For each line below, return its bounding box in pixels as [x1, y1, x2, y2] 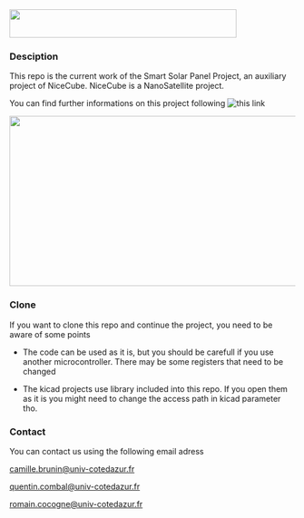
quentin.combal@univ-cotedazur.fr [9, 481, 141, 492]
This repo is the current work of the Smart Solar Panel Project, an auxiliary [9, 71, 287, 82]
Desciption [9, 50, 59, 63]
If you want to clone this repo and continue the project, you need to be [9, 319, 273, 330]
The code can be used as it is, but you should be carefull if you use [22, 347, 274, 357]
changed [22, 366, 56, 376]
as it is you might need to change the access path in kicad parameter [22, 393, 281, 404]
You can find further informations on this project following [9, 98, 226, 109]
